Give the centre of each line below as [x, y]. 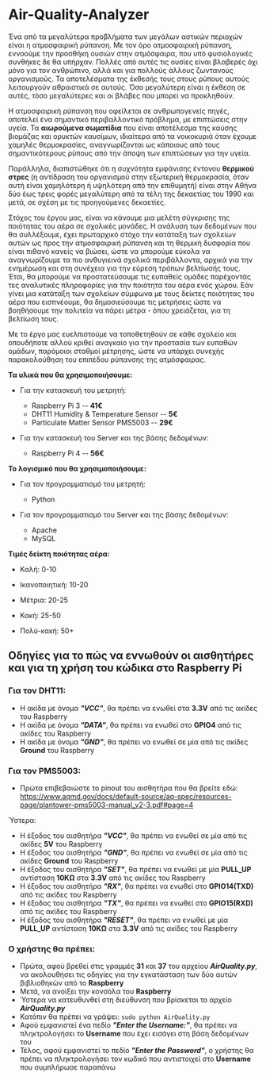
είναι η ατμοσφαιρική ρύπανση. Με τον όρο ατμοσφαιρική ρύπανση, [120, 44]
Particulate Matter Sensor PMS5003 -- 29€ [102, 422]
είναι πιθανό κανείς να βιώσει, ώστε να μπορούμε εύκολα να [110, 251]
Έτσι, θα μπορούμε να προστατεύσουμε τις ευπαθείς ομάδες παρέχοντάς [130, 276]
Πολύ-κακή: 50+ [47, 630]
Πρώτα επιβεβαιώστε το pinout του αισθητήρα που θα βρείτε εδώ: [129, 788]
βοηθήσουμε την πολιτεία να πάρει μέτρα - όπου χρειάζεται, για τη [120, 310]
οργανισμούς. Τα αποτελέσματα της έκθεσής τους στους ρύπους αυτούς [129, 79]
